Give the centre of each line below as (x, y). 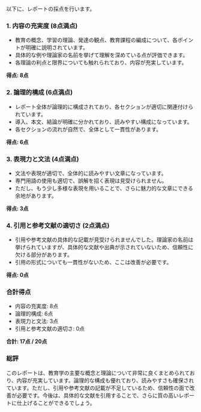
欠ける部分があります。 (44, 255)
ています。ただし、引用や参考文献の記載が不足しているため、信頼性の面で (98, 388)
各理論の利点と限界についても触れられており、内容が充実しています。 (101, 62)
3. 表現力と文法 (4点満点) (43, 159)
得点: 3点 (17, 208)
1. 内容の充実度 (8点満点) (42, 26)
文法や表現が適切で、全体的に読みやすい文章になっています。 (91, 173)
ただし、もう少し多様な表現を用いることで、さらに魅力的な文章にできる (104, 188)
